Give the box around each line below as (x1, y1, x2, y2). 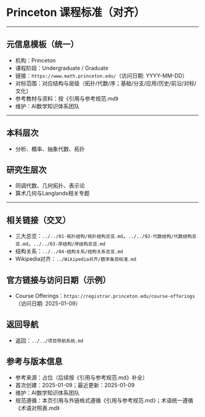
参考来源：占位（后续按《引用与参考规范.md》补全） (15, 374, 148, 381)
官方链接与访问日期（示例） (6, 275, 111, 285)
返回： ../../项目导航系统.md (15, 336, 84, 344)
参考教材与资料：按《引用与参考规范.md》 (15, 95, 119, 102)
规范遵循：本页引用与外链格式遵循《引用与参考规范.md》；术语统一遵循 (15, 396, 193, 404)
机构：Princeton (15, 56, 56, 64)
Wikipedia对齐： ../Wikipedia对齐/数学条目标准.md (15, 255, 137, 263)
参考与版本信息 (6, 357, 63, 367)
